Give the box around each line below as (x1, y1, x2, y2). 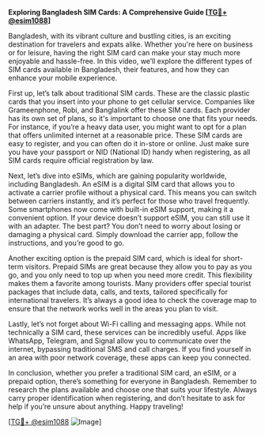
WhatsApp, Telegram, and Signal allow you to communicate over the (8, 336, 231, 345)
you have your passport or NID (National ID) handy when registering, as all (8, 147, 251, 157)
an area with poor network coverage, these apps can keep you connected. (8, 353, 252, 362)
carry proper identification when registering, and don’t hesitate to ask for (8, 394, 246, 402)
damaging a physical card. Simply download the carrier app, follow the (8, 230, 239, 239)
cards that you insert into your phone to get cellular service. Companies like (8, 97, 256, 106)
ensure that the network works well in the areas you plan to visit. (8, 304, 219, 313)
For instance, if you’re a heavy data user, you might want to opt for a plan (8, 123, 247, 131)
